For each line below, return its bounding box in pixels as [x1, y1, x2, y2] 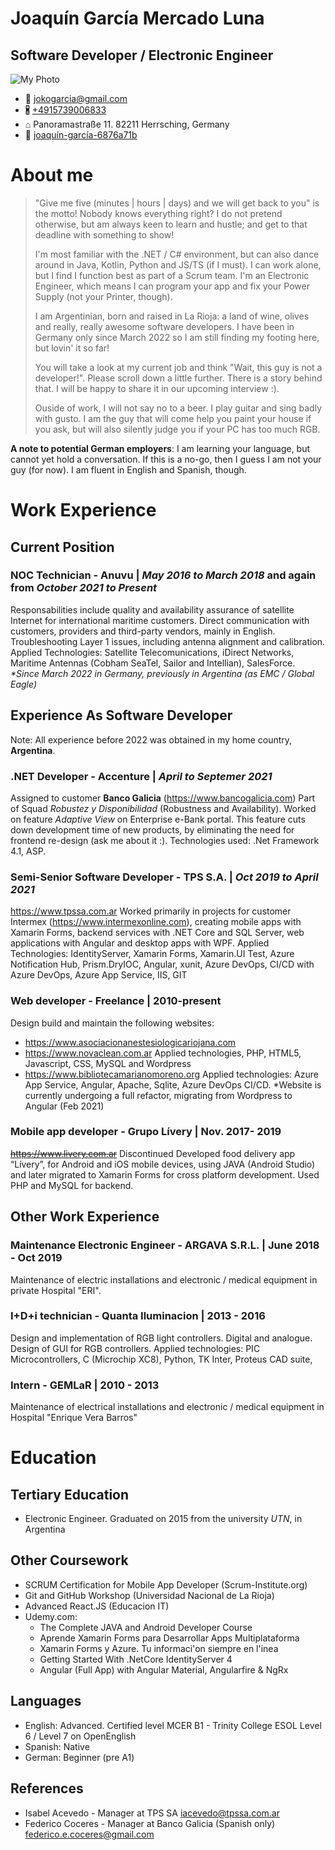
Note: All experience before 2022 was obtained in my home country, [10, 733, 293, 746]
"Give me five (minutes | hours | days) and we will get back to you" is [34, 197, 320, 209]
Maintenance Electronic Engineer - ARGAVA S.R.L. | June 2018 [10, 1238, 320, 1252]
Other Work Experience [10, 1208, 160, 1226]
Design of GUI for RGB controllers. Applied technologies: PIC [10, 1342, 261, 1354]
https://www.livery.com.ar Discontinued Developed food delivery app [10, 1147, 296, 1159]
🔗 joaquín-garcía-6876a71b [24, 129, 138, 141]
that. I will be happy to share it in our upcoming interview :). [34, 382, 280, 394]
